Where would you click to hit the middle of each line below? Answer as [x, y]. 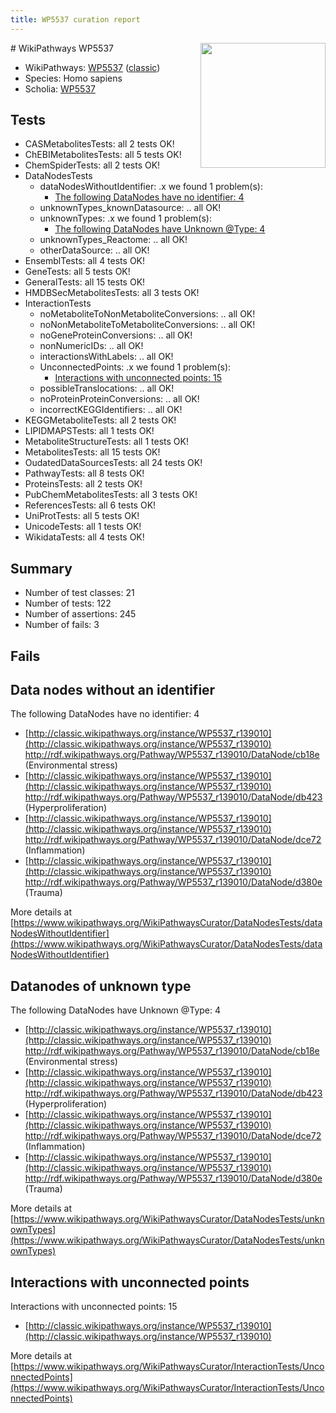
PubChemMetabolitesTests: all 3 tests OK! [111, 495]
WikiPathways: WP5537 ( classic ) [92, 67]
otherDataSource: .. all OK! [94, 250]
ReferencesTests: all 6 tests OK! [90, 505]
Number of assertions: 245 [80, 614]
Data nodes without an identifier [113, 690]
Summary [41, 568]
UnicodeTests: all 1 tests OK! [83, 527]
